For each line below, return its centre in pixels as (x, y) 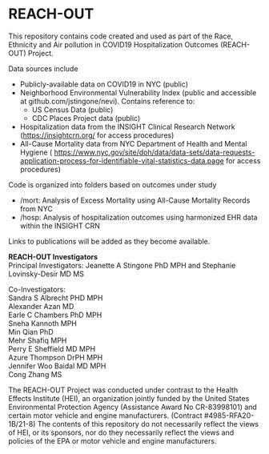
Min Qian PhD (31, 331)
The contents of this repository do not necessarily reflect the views (148, 424)
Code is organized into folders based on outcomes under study (112, 184)
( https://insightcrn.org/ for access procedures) (97, 135)
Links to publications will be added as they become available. (109, 241)
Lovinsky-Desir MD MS (46, 274)
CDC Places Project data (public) (86, 118)
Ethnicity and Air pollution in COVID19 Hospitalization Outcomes (113, 44)
